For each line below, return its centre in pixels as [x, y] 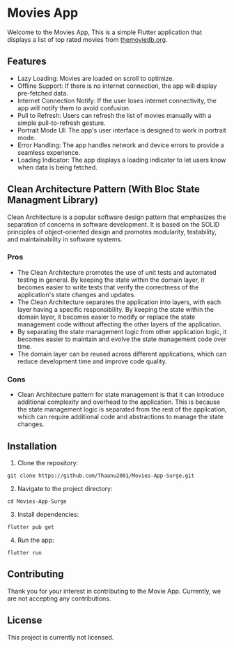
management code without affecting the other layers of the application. [119, 324]
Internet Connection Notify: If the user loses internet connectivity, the [117, 100]
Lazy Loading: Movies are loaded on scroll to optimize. [95, 78]
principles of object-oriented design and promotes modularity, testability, [112, 232]
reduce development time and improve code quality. [92, 361]
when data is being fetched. [57, 167]
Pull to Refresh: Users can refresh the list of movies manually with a [114, 115]
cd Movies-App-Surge [37, 501]
